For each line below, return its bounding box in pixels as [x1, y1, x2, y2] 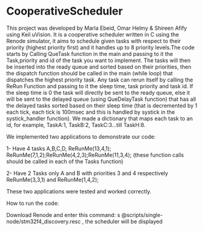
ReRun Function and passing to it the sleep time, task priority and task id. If [6, 82, 193, 89]
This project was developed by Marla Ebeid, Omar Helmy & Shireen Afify [6, 24, 187, 32]
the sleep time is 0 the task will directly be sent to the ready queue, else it [6, 89, 190, 96]
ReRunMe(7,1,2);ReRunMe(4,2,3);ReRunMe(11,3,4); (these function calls [6, 151, 184, 159]
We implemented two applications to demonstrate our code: [6, 133, 156, 140]
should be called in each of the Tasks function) [6, 157, 124, 165]
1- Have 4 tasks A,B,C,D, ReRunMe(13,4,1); [6, 145, 111, 152]
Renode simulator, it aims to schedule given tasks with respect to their [6, 37, 181, 44]
